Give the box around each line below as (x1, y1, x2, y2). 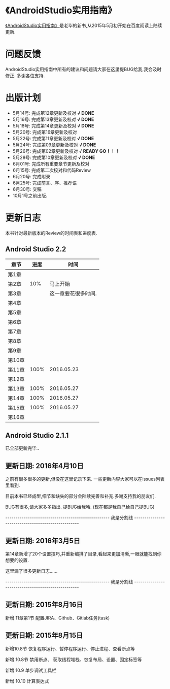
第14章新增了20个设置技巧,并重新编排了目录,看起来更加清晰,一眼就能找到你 (5, 551, 162, 556)
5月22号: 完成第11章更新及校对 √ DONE (12, 135, 94, 141)
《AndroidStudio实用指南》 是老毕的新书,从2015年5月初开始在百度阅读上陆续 (5, 22, 162, 28)
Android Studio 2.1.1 (5, 431, 69, 440)
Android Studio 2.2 (5, 245, 66, 254)
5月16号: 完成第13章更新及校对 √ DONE (12, 116, 94, 122)
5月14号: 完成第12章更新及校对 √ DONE (12, 110, 94, 116)
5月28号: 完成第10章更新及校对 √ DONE (12, 154, 95, 160)
